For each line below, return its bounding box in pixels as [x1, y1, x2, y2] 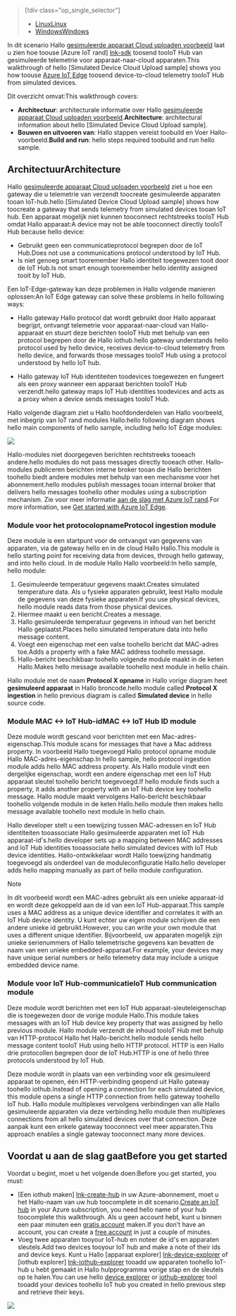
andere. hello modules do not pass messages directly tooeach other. [7, 457, 205, 466]
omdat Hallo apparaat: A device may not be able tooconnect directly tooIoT [7, 220, 223, 228]
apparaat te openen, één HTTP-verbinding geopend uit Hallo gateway [7, 1077, 210, 1086]
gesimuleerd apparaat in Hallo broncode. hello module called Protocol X [7, 684, 218, 693]
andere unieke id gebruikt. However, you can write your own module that [7, 923, 217, 932]
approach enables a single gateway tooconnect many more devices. [7, 1130, 206, 1138]
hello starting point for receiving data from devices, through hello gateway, [7, 551, 224, 560]
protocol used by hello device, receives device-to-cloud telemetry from [17, 343, 225, 352]
